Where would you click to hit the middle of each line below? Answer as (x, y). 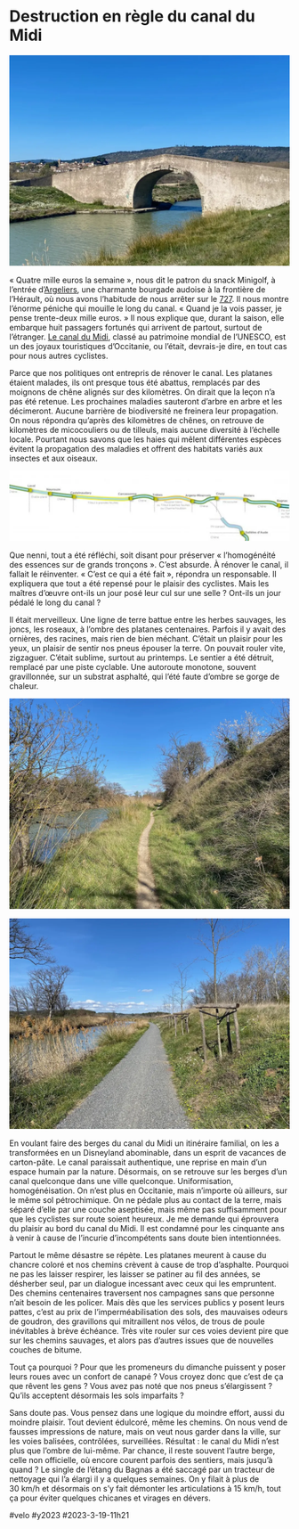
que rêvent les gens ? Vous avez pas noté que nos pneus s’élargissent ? (141, 1386)
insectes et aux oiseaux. (53, 458)
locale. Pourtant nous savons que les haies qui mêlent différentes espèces (145, 439)
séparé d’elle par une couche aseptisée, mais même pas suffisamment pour (148, 1209)
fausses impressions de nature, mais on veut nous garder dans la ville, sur (145, 1431)
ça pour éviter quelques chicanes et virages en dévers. (110, 1498)
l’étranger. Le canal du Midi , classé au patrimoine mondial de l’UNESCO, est (148, 337)
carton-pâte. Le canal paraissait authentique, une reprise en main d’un (138, 1162)
